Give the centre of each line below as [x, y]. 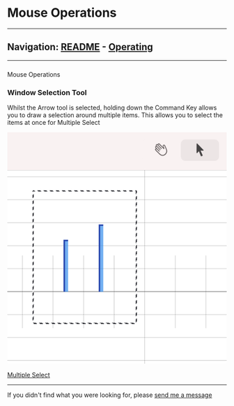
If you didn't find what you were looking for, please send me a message [110, 395]
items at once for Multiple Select [54, 122]
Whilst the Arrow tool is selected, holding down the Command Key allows [112, 107]
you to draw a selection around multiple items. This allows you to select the [115, 115]
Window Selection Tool [47, 92]
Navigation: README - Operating [80, 47]
